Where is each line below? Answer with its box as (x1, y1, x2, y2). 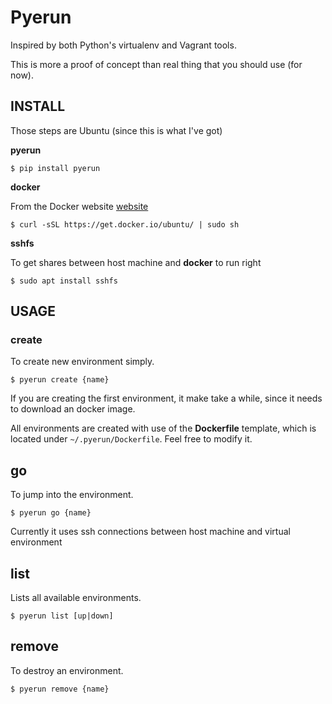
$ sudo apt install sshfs (10, 276, 118, 286)
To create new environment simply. (10, 356, 155, 368)
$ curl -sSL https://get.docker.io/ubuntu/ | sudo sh (10, 219, 240, 230)
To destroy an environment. (10, 664, 124, 676)
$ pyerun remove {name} (10, 684, 110, 694)
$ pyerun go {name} (10, 508, 92, 518)
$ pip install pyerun (10, 163, 101, 173)
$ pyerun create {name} (10, 375, 110, 385)
